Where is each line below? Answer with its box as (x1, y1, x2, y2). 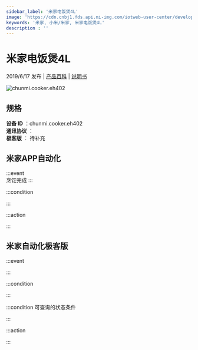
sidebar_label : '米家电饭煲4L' (6, 8, 78, 15)
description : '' (6, 25, 49, 31)
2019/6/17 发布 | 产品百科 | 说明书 (6, 73, 87, 80)
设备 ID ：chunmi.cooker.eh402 (6, 120, 83, 127)
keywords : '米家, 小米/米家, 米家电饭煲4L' (6, 19, 105, 25)
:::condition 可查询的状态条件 (6, 303, 77, 311)
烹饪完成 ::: (6, 176, 34, 183)
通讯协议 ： (6, 127, 34, 134)
